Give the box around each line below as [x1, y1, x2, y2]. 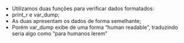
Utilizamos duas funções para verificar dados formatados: [11, 5, 154, 12]
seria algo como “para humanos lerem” [11, 30, 108, 37]
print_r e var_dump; [11, 11, 60, 18]
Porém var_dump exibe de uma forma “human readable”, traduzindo [11, 24, 178, 31]
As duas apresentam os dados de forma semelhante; [11, 18, 141, 24]
